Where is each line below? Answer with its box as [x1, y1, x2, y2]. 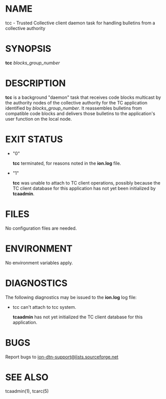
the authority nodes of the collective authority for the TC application [5, 99, 148, 105]
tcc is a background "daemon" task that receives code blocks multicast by [5, 94, 161, 100]
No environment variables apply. [5, 260, 73, 266]
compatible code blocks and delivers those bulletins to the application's [5, 110, 156, 117]
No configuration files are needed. [5, 225, 77, 231]
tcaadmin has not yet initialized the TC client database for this [12, 314, 143, 320]
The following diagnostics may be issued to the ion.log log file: [5, 294, 137, 300]
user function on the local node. [5, 116, 72, 122]
